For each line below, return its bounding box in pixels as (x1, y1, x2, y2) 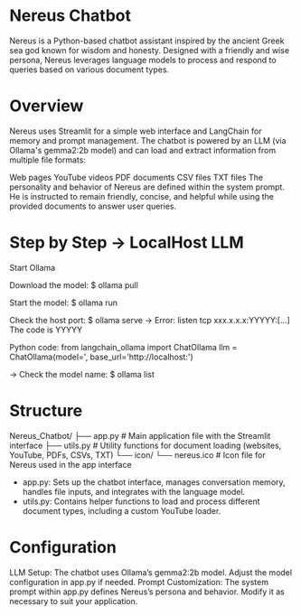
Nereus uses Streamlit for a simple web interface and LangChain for (9, 126, 262, 136)
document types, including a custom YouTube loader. (22, 505, 221, 516)
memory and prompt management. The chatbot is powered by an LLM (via (9, 135, 287, 145)
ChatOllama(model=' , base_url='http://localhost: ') (9, 351, 194, 362)
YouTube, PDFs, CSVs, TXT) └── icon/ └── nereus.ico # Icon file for (9, 449, 266, 461)
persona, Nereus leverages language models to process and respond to (9, 54, 277, 65)
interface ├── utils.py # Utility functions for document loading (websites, (9, 440, 282, 451)
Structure (9, 401, 83, 421)
